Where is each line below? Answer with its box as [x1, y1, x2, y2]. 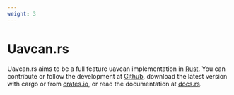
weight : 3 [7, 10, 37, 18]
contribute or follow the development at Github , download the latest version [7, 72, 228, 80]
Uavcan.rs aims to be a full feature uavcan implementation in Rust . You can [7, 65, 226, 73]
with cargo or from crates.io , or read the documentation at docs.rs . [7, 79, 202, 88]
